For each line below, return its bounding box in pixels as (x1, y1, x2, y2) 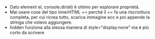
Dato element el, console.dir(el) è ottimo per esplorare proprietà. (9, 4, 140, 10)
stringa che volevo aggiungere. (9, 19, 72, 25)
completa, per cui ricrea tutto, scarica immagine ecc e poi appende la (9, 14, 150, 20)
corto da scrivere (9, 30, 44, 35)
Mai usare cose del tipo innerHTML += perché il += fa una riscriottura (9, 9, 150, 15)
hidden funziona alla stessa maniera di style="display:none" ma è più (9, 25, 149, 30)
